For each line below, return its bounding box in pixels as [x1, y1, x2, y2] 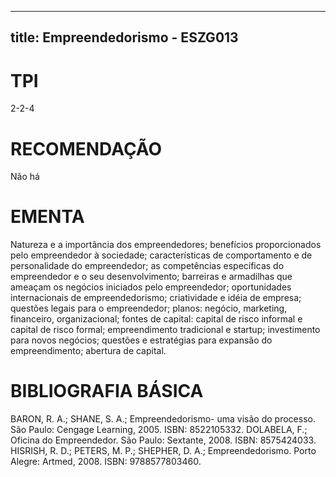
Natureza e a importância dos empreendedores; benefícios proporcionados [10, 239, 322, 251]
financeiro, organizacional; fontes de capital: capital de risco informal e [10, 313, 303, 325]
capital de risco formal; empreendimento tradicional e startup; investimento [10, 324, 321, 336]
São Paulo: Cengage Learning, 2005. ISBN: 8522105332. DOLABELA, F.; [10, 424, 308, 436]
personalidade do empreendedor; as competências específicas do [10, 260, 285, 272]
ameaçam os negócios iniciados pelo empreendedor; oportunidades [10, 281, 292, 293]
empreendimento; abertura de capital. [10, 345, 167, 357]
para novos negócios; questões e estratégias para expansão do [10, 334, 273, 346]
